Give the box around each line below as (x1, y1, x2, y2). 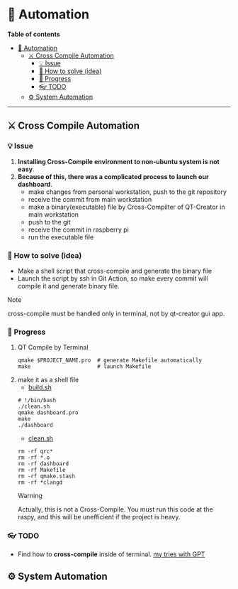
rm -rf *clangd (17, 479, 63, 486)
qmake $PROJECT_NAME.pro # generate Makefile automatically (17, 357, 203, 364)
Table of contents (7, 30, 60, 38)
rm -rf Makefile (17, 467, 66, 474)
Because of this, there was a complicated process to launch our (17, 172, 209, 180)
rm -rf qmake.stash (17, 472, 76, 480)
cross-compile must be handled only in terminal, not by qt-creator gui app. (7, 309, 225, 318)
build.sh (28, 383, 52, 391)
